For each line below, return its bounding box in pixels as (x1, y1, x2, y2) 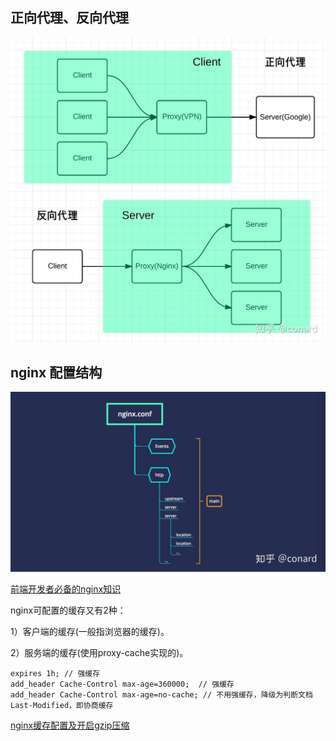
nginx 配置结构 (10, 364, 103, 381)
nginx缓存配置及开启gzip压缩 (10, 719, 130, 731)
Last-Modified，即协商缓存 (10, 700, 114, 710)
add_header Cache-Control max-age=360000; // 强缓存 (10, 679, 235, 689)
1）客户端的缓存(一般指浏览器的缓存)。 (10, 625, 170, 637)
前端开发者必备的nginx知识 (10, 583, 122, 595)
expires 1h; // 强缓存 (10, 668, 101, 678)
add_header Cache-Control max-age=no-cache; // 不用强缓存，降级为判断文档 (10, 689, 313, 700)
